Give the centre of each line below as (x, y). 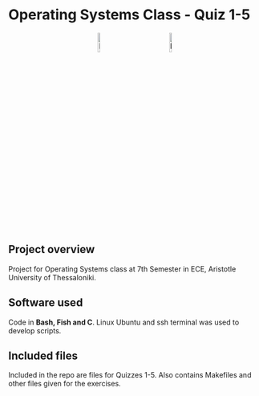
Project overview (52, 249)
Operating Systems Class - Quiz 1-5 (129, 15)
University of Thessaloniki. (52, 277)
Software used (46, 303)
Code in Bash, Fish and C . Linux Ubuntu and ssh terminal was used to (124, 322)
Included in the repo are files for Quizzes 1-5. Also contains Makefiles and (130, 375)
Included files (43, 355)
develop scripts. (35, 330)
